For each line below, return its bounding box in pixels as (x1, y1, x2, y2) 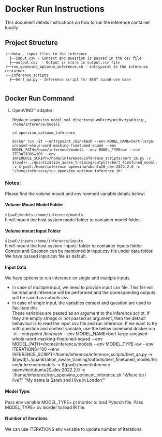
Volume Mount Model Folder (5, 202, 63, 208)
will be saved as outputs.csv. (12, 295, 70, 301)
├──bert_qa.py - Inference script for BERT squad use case (9, 77, 131, 82)
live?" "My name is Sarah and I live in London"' (12, 377, 105, 383)
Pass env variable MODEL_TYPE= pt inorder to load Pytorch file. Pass (5, 399, 144, 405)
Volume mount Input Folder (5, 228, 61, 234)
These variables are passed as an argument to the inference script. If (12, 310, 150, 316)
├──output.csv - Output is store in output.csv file (9, 60, 120, 65)
